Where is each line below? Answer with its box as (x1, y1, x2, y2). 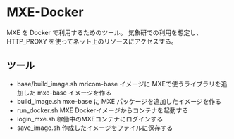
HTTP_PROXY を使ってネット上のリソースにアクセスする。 (6, 37, 178, 46)
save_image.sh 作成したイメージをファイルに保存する (16, 124, 173, 132)
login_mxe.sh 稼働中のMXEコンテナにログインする (16, 114, 164, 123)
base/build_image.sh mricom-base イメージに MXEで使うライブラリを (16, 79, 221, 88)
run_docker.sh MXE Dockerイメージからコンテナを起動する (16, 106, 189, 114)
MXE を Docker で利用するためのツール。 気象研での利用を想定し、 (6, 28, 202, 37)
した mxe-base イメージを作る (23, 88, 112, 97)
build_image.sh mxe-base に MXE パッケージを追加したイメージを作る (16, 97, 221, 105)
